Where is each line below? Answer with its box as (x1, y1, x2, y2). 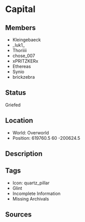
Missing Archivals (12, 195, 49, 201)
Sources (5, 210, 32, 219)
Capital (5, 4, 36, 15)
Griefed (5, 102, 21, 108)
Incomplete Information (12, 190, 61, 196)
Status (5, 89, 26, 97)
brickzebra (12, 74, 35, 80)
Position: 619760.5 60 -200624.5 (12, 135, 80, 141)
